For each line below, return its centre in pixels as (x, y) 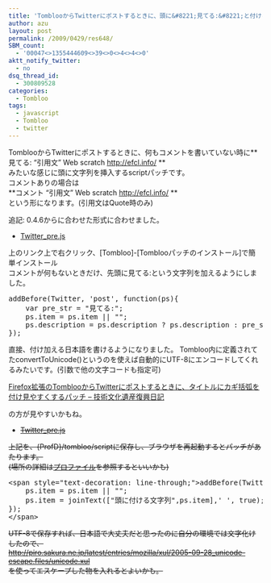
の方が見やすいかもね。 (47, 414)
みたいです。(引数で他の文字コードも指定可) (88, 369)
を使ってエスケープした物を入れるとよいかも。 (86, 570)
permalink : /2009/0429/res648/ (61, 38)
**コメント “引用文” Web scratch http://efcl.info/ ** (93, 192)
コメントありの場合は (44, 182)
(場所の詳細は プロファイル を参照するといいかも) (89, 466)
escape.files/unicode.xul (49, 560)
